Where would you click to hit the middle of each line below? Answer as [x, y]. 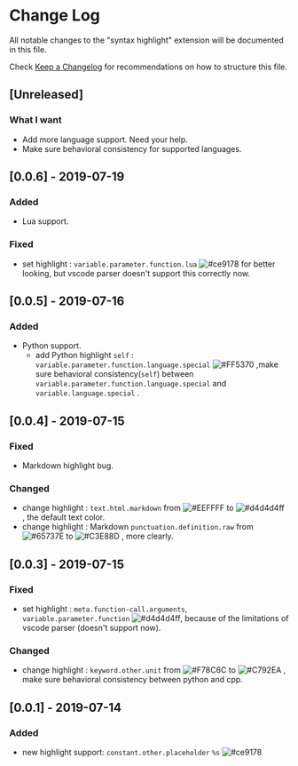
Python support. [51, 346]
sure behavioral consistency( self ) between [114, 374]
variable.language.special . [87, 393]
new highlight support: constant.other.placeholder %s [121, 752]
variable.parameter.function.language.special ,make [157, 364]
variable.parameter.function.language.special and [131, 384]
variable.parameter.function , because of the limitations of [155, 618]
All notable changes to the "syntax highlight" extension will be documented [146, 40]
